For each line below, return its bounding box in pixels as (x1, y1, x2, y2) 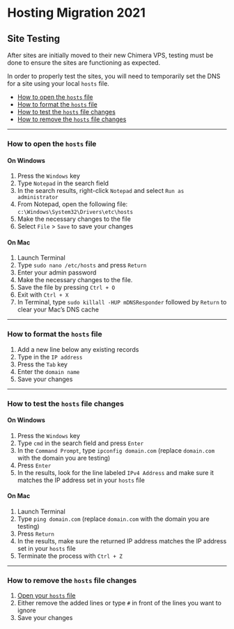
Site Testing (7, 33, 61, 45)
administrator (17, 194, 58, 201)
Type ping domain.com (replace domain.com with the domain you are (17, 514, 210, 523)
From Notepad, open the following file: (17, 200, 128, 208)
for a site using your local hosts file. (7, 79, 109, 88)
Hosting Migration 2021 (7, 5, 146, 21)
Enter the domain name (17, 367, 80, 375)
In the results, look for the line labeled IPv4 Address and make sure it (17, 468, 214, 476)
